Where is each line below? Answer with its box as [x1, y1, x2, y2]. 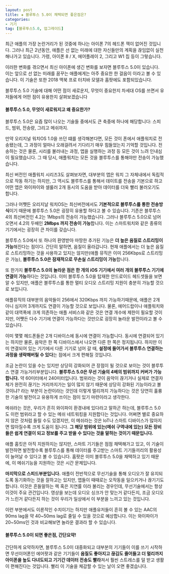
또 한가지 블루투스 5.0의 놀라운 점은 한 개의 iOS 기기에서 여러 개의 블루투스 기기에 [5, 267, 164, 273]
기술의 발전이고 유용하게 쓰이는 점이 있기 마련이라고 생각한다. [10, 394, 131, 400]
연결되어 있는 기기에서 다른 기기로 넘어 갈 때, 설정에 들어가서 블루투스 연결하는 [10, 345, 163, 351]
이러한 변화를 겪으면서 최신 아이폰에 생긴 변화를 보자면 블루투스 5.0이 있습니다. [5, 64, 160, 70]
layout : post [5, 7, 33, 13]
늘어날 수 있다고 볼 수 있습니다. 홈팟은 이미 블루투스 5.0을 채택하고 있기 [10, 454, 150, 460]
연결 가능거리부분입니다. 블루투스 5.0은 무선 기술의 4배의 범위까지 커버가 [10, 369, 153, 375]
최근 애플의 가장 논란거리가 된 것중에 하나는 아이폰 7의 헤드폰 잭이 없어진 [5, 41, 148, 47]
